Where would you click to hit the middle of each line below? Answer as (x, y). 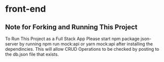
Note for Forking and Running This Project (71, 27)
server (12, 44)
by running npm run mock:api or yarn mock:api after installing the (86, 44)
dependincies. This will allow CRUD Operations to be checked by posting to (82, 49)
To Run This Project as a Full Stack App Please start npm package (72, 39)
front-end (26, 9)
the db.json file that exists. (32, 54)
